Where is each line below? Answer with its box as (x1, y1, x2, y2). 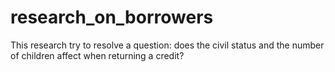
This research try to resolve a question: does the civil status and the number (10, 39, 325, 51)
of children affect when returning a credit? (10, 49, 185, 61)
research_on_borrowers (10, 6, 214, 29)
